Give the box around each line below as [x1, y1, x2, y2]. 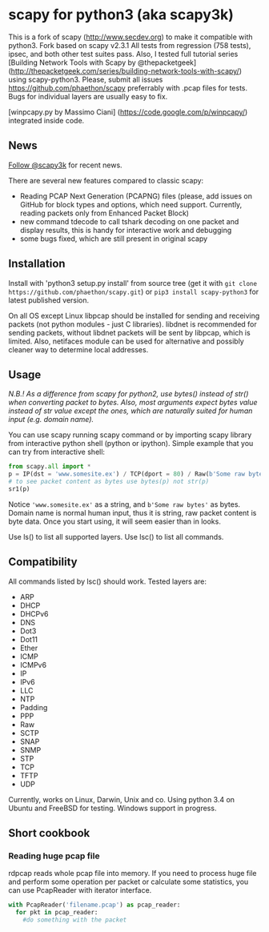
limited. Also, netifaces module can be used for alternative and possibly [8, 336, 244, 346]
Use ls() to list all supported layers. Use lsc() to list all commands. [8, 532, 224, 541]
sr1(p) [8, 485, 30, 493]
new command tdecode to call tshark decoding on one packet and [19, 216, 239, 226]
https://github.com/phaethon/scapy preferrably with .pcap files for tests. [8, 82, 248, 93]
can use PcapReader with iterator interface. [8, 886, 152, 895]
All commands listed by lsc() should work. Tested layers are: [8, 576, 207, 586]
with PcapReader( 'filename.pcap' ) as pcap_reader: [8, 901, 181, 910]
